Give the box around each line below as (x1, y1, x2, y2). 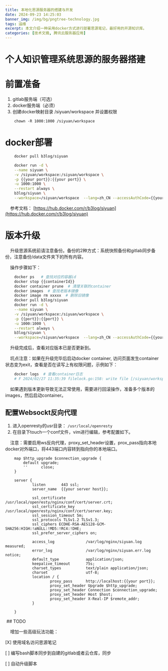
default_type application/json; (31, 557, 124, 562)
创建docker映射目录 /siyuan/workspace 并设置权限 (12, 109, 117, 115)
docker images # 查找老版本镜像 (14, 288, 78, 293)
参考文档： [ (9, 205, 35, 211)
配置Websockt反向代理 (5, 408, 77, 417)
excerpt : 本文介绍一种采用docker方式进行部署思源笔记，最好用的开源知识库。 (5, 26, 147, 31)
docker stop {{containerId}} (14, 279, 75, 284)
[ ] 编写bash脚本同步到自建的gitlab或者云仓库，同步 (5, 650, 111, 656)
